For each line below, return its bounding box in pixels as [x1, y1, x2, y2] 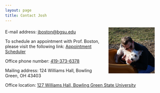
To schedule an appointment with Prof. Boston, [5, 38, 99, 44]
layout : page [5, 8, 32, 13]
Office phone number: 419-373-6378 [5, 58, 80, 64]
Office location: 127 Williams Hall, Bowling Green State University [5, 82, 136, 88]
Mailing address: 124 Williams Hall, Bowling [5, 67, 92, 73]
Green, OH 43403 [5, 73, 42, 78]
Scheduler [5, 49, 26, 55]
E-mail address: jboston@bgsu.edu [5, 29, 76, 35]
